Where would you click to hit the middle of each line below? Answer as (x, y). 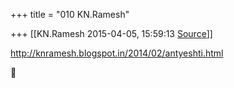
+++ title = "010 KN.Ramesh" (70, 14)
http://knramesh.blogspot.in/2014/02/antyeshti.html (117, 53)
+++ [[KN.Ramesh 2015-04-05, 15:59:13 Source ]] (111, 33)
